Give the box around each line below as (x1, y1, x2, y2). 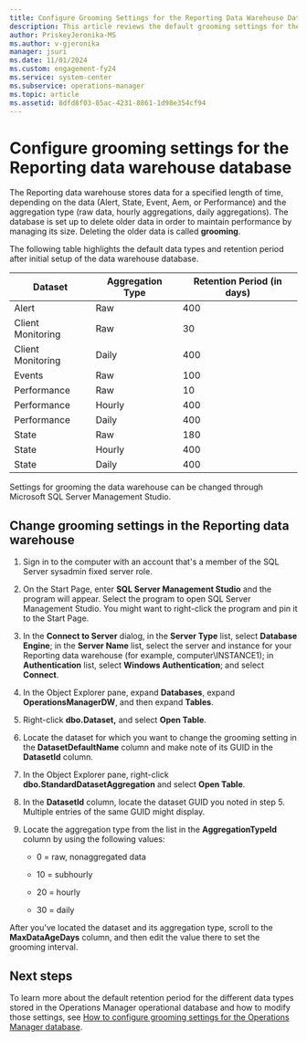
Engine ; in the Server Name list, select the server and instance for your (22, 640, 292, 651)
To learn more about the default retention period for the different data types (9, 992, 294, 1003)
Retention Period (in (193, 275, 282, 288)
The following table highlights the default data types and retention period (9, 244, 285, 255)
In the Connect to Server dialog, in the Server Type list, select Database (22, 631, 298, 642)
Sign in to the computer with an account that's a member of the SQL (22, 556, 280, 567)
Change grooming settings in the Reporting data (9, 518, 290, 533)
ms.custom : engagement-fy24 (9, 65, 117, 74)
